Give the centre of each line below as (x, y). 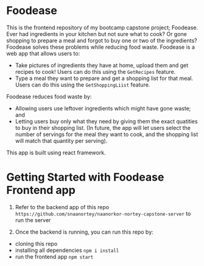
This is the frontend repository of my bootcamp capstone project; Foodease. (102, 27)
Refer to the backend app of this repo (62, 207)
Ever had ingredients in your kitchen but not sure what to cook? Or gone (97, 34)
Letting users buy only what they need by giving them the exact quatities (106, 121)
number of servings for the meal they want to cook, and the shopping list (107, 134)
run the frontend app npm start (54, 256)
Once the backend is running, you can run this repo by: (84, 232)
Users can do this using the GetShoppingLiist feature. (83, 84)
